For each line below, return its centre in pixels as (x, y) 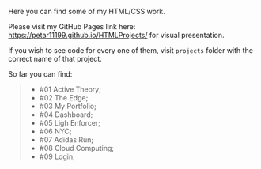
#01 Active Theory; (70, 89)
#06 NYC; (55, 131)
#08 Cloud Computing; (77, 148)
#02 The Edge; (64, 98)
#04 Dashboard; (66, 115)
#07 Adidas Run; (66, 140)
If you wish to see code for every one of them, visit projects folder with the (130, 50)
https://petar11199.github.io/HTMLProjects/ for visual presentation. (116, 35)
